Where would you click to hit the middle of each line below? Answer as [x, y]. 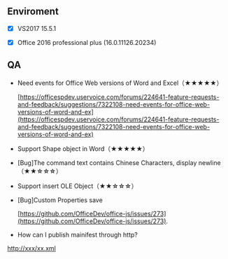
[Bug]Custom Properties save [60, 200]
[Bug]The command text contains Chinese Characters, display [107, 162]
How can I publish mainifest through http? [78, 234]
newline [210, 162]
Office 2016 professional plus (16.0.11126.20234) [87, 42]
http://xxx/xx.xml [31, 248]
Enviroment [33, 12]
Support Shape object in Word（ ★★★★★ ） [83, 148]
